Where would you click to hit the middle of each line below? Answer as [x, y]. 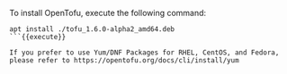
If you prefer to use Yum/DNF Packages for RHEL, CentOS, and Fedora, [144, 53]
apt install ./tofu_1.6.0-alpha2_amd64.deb [92, 29]
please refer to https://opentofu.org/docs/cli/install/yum [125, 61]
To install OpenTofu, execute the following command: [108, 13]
